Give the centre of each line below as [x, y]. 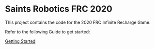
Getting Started [20, 41]
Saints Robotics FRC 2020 [59, 9]
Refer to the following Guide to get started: [47, 32]
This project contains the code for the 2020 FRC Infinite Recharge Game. [78, 22]
